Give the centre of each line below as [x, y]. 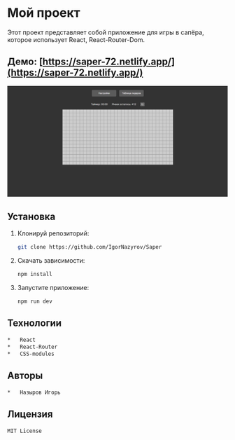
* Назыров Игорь [34, 393]
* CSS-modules [31, 354]
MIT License [24, 431]
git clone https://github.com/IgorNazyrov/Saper [90, 247]
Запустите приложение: [53, 287]
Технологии [34, 323]
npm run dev [35, 301]
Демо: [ [25, 62]
